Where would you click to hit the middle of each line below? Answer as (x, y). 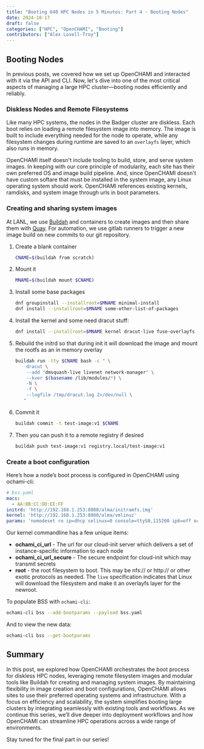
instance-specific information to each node (69, 551)
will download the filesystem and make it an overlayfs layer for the (98, 583)
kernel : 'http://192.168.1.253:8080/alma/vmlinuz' (72, 516)
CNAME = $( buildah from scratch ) (55, 257)
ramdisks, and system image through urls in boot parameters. (83, 193)
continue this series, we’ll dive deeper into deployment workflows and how (100, 714)
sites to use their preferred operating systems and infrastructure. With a (96, 695)
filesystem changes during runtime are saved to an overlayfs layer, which (98, 142)
